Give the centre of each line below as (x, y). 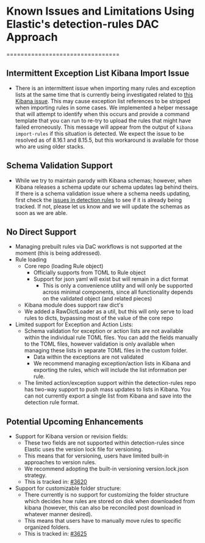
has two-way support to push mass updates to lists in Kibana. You (107, 390)
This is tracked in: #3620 (56, 482)
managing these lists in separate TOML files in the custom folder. (106, 351)
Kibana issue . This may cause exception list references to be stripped (103, 101)
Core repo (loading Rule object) (64, 266)
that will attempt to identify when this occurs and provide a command (102, 114)
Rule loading (31, 260)
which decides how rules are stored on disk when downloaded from (110, 501)
